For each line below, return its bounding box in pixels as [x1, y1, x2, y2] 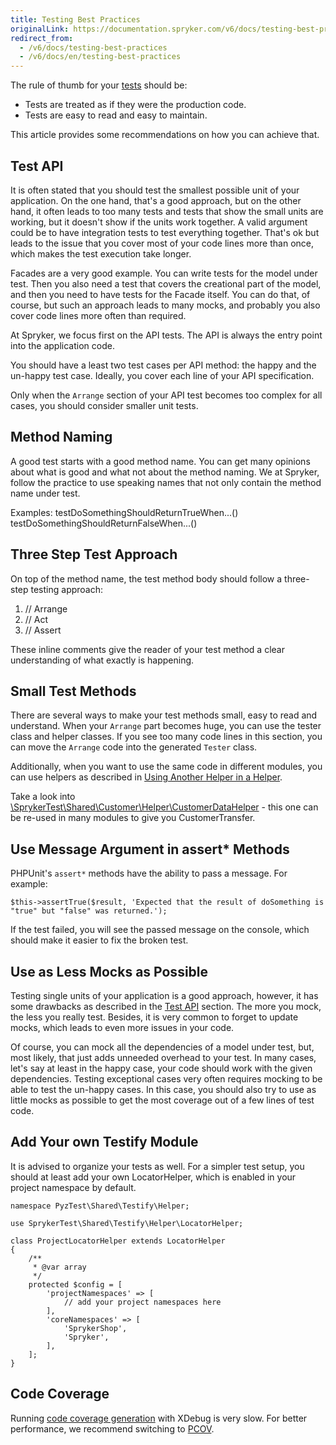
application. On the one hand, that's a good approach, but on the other [10, 194, 302, 206]
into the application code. [10, 339, 115, 351]
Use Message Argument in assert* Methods [10, 841, 290, 858]
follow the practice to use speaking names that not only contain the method [10, 476, 322, 488]
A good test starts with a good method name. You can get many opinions [10, 455, 311, 467]
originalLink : [10, 24, 70, 34]
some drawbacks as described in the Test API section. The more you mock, [10, 1001, 322, 1012]
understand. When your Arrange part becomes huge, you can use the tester [10, 720, 322, 732]
